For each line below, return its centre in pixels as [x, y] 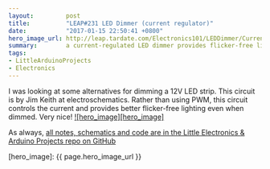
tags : [17, 53]
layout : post [45, 16]
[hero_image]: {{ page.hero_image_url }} [75, 156]
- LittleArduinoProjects [50, 61]
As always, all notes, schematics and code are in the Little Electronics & [127, 132]
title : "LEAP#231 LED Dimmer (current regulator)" [111, 23]
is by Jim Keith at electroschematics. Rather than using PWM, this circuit [128, 99]
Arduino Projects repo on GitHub [62, 141]
